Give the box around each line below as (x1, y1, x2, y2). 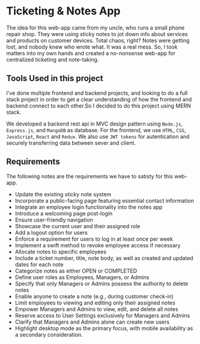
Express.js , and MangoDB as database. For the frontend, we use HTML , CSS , (6, 126, 186, 133)
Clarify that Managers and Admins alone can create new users (14, 318, 170, 325)
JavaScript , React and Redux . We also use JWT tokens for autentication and (6, 133, 190, 140)
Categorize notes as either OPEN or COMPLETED (14, 267, 138, 274)
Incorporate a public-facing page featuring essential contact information (14, 197, 194, 204)
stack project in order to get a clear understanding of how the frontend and (6, 95, 192, 103)
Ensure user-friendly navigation (14, 216, 93, 223)
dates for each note (14, 261, 64, 268)
